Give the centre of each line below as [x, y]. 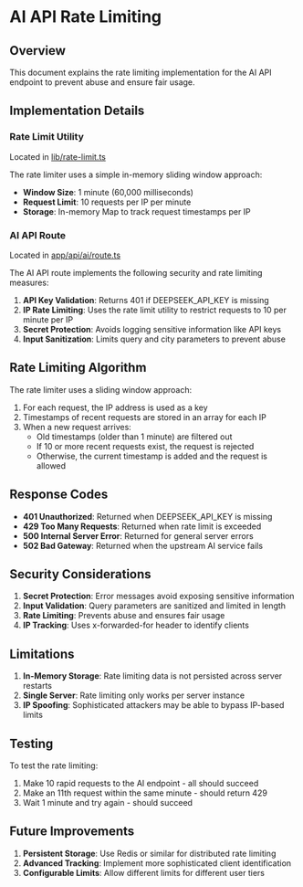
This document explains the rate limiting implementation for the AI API [141, 72]
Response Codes [59, 495]
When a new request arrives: [77, 427]
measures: [29, 282]
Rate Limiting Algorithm [78, 368]
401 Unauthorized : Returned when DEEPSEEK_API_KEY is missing [147, 516]
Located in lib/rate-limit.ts [58, 156]
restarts [37, 686]
